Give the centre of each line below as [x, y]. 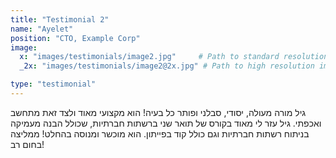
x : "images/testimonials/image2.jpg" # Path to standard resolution [174, 57]
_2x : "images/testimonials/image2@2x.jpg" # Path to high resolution [167, 66]
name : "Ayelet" [42, 29]
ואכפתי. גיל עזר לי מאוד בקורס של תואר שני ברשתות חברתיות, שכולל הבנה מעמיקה [166, 123]
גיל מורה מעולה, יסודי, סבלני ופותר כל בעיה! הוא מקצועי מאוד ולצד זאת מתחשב [158, 112]
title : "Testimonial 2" [60, 19]
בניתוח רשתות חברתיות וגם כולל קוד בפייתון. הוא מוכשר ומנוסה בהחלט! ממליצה [160, 133]
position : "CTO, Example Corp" [75, 38]
